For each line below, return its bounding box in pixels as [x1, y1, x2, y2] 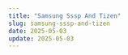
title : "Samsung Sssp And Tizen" [8, 11, 122, 20]
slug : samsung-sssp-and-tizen [8, 19, 111, 27]
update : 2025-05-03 [8, 34, 75, 43]
